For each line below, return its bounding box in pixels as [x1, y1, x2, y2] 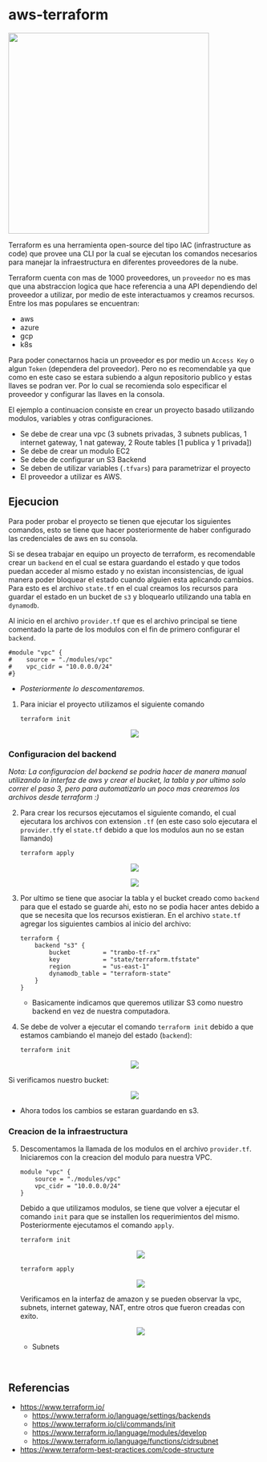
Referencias [8, 1381, 71, 1394]
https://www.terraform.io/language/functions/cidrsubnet [31, 1436, 219, 1446]
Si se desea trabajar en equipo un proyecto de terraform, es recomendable [8, 549, 256, 559]
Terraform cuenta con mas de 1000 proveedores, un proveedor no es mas [8, 272, 251, 282]
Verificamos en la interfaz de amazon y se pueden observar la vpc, [19, 1294, 242, 1304]
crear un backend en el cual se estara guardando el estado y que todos [8, 557, 241, 567]
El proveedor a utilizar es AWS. [19, 472, 123, 481]
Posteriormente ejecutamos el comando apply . [19, 1220, 175, 1231]
